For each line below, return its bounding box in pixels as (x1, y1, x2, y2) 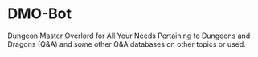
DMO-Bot (7, 5, 72, 23)
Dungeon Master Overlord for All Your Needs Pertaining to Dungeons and (7, 31, 251, 40)
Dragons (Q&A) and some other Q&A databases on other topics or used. (7, 39, 246, 48)
